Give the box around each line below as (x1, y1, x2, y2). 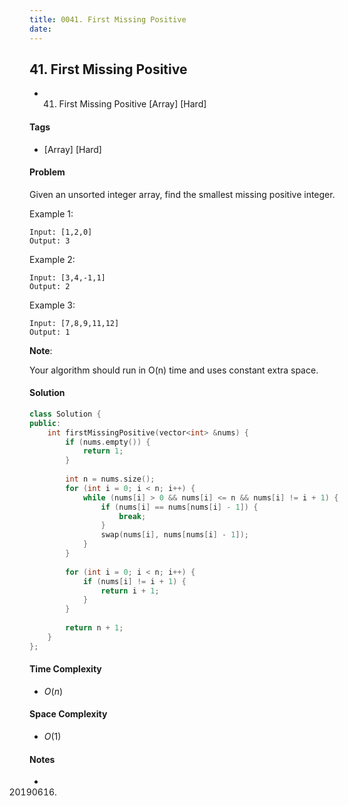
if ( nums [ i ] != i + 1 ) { (82, 576, 187, 586)
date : (29, 24, 52, 34)
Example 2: (29, 253, 76, 265)
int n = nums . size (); (65, 474, 156, 485)
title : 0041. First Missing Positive (29, 14, 187, 25)
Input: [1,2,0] (29, 227, 93, 237)
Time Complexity (29, 663, 102, 675)
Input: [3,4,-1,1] (29, 272, 106, 283)
